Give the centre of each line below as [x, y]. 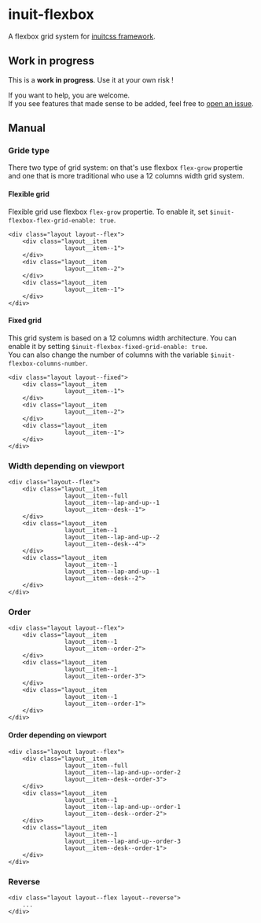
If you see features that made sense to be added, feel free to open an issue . [131, 103]
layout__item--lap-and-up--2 [112, 537]
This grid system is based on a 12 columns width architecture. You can [123, 338]
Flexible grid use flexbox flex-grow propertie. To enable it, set [108, 211]
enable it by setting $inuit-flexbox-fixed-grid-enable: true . [108, 346]
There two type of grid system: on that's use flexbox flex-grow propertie [126, 167]
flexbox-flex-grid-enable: [52, 221]
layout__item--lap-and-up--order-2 [122, 772]
